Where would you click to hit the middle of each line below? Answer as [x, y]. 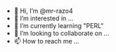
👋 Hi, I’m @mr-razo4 [44, 11]
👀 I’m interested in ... [44, 18]
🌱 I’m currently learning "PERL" [59, 26]
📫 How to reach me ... [46, 41]
